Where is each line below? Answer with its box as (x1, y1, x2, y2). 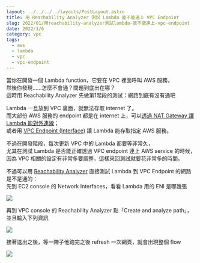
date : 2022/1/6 (6, 25, 44, 32)
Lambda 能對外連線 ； (6, 119, 59, 126)
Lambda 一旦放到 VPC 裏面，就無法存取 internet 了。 (6, 104, 138, 111)
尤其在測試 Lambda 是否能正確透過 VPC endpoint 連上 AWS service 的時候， (6, 147, 196, 154)
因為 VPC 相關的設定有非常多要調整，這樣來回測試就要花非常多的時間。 (6, 155, 183, 162)
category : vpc (6, 31, 42, 37)
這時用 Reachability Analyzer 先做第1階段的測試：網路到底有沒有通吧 (6, 91, 176, 99)
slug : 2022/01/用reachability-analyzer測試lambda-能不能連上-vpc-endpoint (6, 20, 190, 26)
